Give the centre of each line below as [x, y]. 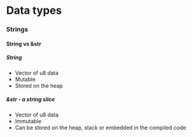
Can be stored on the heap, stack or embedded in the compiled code [101, 127]
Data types [34, 11]
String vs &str [24, 43]
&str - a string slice [31, 100]
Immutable [28, 121]
